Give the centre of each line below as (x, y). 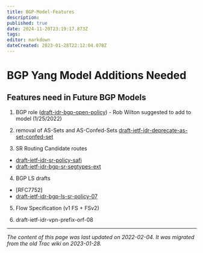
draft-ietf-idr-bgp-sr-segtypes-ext (58, 166)
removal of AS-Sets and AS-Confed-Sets (67, 130)
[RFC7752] (29, 190)
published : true (27, 23)
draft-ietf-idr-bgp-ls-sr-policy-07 (57, 196)
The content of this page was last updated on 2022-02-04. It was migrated (101, 237)
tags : (14, 34)
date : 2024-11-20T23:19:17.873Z (47, 29)
